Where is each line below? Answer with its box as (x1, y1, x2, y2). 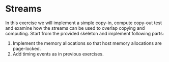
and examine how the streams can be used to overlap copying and (5, 25, 145, 31)
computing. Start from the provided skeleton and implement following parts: (5, 30, 164, 36)
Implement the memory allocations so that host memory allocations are (12, 40, 162, 46)
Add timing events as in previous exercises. (12, 51, 104, 57)
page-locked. (12, 45, 41, 51)
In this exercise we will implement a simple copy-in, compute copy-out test (5, 20, 162, 26)
